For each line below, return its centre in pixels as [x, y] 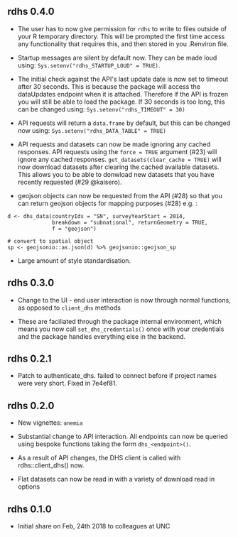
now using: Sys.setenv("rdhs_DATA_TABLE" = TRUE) [92, 130]
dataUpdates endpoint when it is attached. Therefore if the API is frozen [123, 94]
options [29, 487]
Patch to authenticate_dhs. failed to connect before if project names [117, 376]
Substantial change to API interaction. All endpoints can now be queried [123, 437]
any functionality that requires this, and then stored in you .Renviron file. [123, 44]
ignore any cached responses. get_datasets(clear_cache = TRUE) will [119, 159]
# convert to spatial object [50, 241]
